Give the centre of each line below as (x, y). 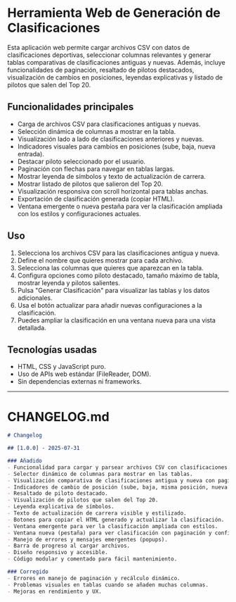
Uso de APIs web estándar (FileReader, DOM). (84, 374)
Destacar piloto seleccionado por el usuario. (81, 161)
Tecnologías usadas (52, 350)
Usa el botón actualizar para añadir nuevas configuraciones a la (110, 305)
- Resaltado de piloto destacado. (58, 494)
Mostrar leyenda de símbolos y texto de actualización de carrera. (111, 176)
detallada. (32, 327)
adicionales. (35, 298)
